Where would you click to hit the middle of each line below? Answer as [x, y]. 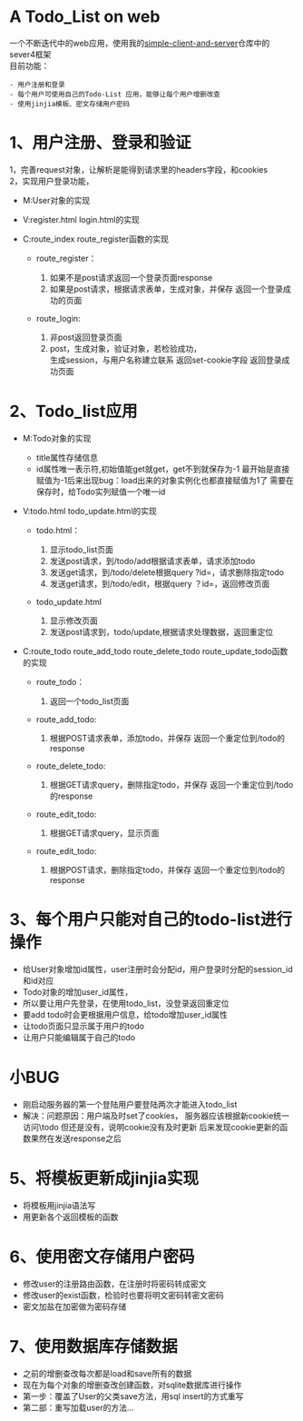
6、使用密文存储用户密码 [102, 1257]
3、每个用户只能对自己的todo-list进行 [151, 919]
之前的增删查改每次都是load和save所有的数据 [107, 1373]
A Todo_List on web [85, 17]
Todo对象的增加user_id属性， [78, 991]
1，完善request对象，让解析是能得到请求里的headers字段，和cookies [139, 169]
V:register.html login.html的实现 [81, 219]
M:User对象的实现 [56, 200]
